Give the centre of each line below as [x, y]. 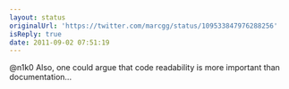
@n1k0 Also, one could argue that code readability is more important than [144, 68]
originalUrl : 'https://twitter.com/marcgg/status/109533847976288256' [144, 26]
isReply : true [36, 34]
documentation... [41, 77]
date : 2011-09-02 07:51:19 [59, 42]
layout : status [38, 17]
